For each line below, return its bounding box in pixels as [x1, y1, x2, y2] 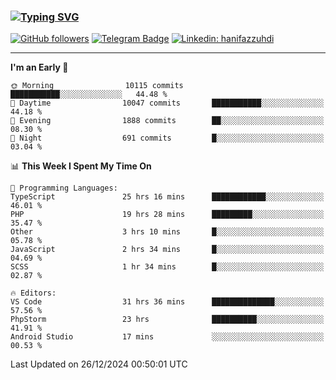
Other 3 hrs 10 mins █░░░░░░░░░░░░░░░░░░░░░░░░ [10, 227, 325, 237]
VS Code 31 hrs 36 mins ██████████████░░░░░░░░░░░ [10, 297, 325, 307]
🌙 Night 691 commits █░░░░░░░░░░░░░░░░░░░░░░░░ [10, 133, 325, 144]
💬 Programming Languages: [10, 183, 118, 194]
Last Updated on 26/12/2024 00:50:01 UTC [10, 358, 188, 370]
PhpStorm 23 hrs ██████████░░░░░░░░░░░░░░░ [10, 315, 325, 325]
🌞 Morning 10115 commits [10, 81, 184, 91]
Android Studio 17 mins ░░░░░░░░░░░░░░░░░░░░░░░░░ [10, 332, 325, 342]
